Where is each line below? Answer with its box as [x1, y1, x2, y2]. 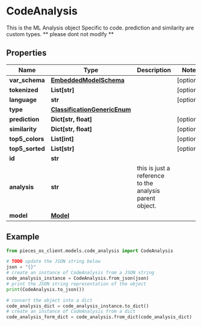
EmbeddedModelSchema [50, 76, 125, 84]
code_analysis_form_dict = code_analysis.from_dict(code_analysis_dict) [6, 314, 192, 320]
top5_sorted [9, 144, 45, 153]
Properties [6, 48, 47, 58]
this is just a [136, 164, 170, 172]
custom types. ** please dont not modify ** [6, 30, 114, 37]
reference [136, 171, 165, 180]
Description [136, 66, 171, 74]
